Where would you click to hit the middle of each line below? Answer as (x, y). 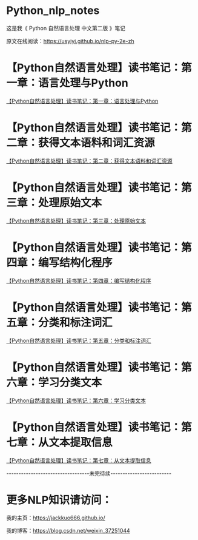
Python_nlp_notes (53, 11)
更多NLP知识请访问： (59, 500)
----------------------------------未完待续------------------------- (89, 473)
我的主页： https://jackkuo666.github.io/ (56, 518)
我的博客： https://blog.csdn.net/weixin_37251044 (68, 531)
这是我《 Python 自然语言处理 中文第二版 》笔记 (66, 28)
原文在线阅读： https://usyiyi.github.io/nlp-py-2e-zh (70, 41)
